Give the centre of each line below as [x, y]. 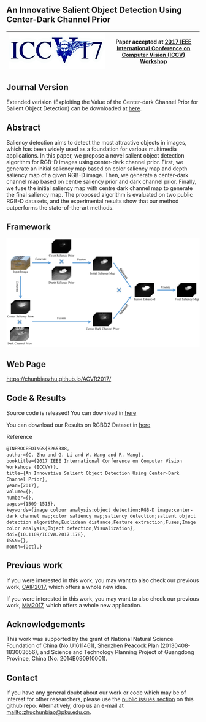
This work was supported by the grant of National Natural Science [90, 639]
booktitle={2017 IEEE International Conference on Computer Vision [94, 461]
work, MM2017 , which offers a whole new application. [74, 605]
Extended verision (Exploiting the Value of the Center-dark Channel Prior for [102, 102]
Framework [29, 227]
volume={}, [20, 492]
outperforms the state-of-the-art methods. [60, 207]
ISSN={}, [17, 541]
